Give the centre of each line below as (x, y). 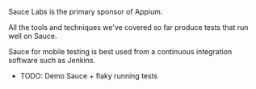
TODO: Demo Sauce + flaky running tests (89, 76)
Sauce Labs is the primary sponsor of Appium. (86, 12)
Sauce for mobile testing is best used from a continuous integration (120, 51)
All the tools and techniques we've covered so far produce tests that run (128, 27)
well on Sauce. (33, 36)
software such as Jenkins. (52, 60)
